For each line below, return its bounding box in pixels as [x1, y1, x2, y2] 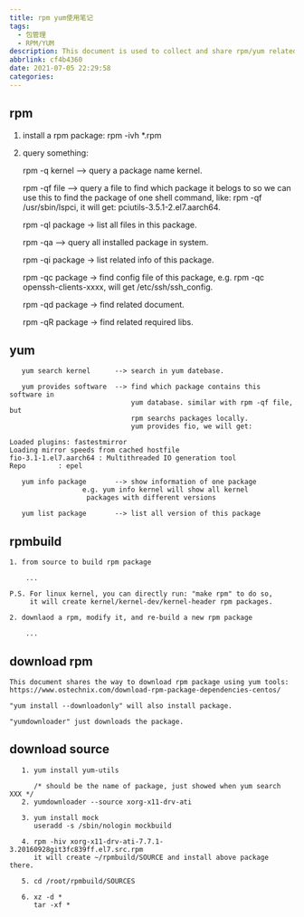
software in [9, 390, 54, 399]
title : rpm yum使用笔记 [9, 13, 93, 23]
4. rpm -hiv [21, 836, 67, 846]
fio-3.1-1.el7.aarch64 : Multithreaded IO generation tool [9, 454, 237, 463]
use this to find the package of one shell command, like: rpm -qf [22, 192, 262, 203]
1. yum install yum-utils [21, 766, 119, 775]
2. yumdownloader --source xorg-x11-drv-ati [21, 798, 193, 807]
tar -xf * [33, 900, 71, 910]
